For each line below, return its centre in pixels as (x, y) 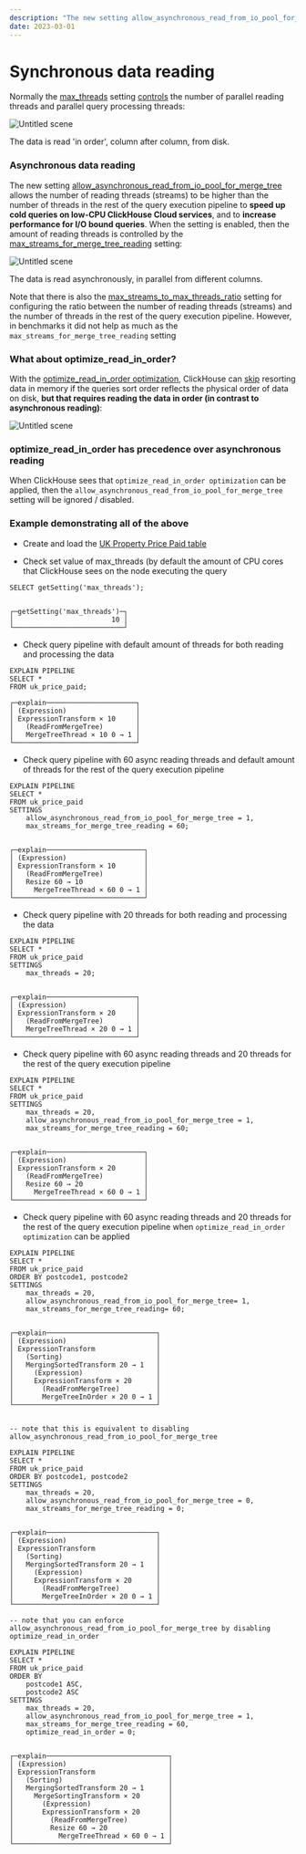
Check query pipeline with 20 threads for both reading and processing (155, 914)
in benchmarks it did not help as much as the (94, 326)
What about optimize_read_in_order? (93, 359)
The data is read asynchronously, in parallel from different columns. (136, 278)
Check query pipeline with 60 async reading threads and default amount (158, 759)
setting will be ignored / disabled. (72, 500)
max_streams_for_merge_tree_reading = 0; (105, 1508)
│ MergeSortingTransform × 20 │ (91, 1796)
